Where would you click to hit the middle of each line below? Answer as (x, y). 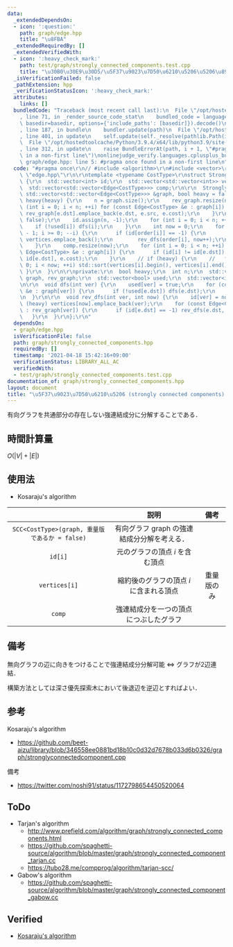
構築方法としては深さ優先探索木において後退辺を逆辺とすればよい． (104, 688)
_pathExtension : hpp (43, 85)
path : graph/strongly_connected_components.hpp (84, 343)
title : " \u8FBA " (43, 40)
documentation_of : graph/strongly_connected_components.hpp (96, 381)
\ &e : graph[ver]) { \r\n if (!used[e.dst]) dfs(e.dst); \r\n (118, 291)
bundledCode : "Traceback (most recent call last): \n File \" (105, 110)
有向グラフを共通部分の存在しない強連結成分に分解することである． (104, 415)
